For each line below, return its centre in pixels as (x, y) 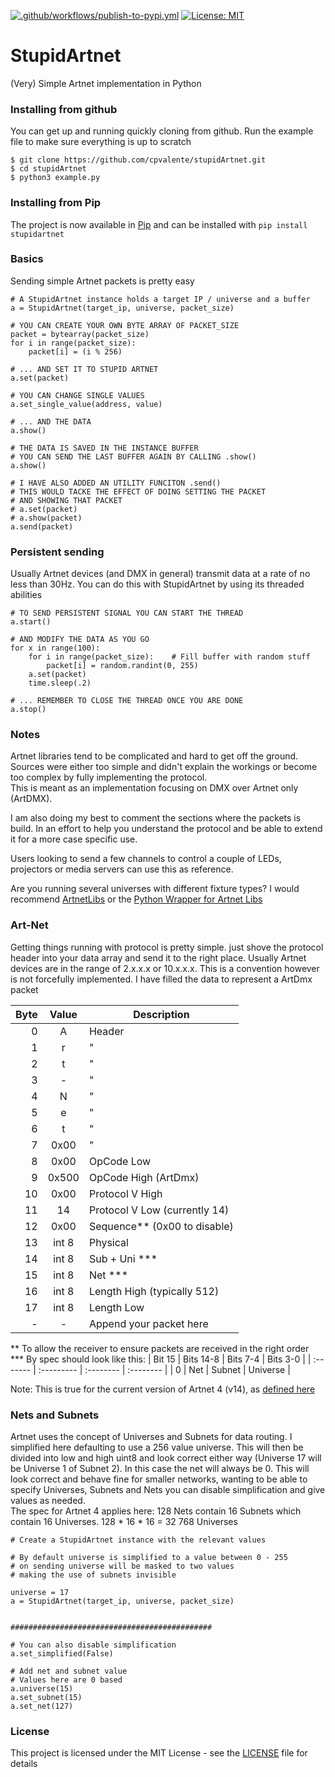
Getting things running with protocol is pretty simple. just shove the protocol (167, 947)
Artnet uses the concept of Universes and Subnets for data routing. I (151, 1437)
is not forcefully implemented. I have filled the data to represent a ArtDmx (161, 979)
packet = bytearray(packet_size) (80, 334)
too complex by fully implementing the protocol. (109, 777)
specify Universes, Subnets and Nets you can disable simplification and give (168, 1490)
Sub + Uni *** (123, 1258)
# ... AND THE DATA (51, 421)
